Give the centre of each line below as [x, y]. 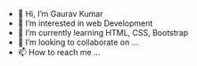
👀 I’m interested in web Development [85, 23]
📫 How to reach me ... [59, 52]
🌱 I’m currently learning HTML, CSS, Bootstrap [103, 33]
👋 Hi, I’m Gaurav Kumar [60, 14]
